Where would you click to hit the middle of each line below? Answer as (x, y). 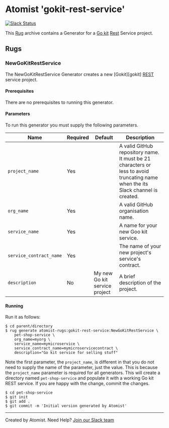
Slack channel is (138, 190)
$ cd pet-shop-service (29, 393)
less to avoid (134, 171)
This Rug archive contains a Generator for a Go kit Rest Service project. (79, 33)
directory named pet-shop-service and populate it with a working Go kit (79, 378)
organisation (134, 211)
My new (103, 273)
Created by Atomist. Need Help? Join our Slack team (60, 420)
